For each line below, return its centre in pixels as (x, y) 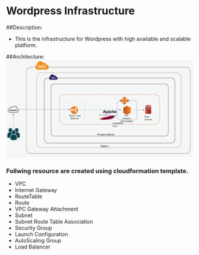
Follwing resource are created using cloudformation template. (97, 171)
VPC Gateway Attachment (47, 209)
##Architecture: (25, 56)
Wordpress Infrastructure (71, 11)
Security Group (33, 228)
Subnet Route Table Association (54, 222)
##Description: (24, 27)
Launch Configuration (41, 234)
